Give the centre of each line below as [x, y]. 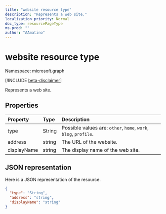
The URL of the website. [89, 142]
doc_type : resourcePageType [34, 23]
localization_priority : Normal [37, 19]
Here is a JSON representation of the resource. [53, 179]
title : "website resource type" [38, 10]
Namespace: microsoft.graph [35, 71]
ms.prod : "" [17, 28]
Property [18, 119]
